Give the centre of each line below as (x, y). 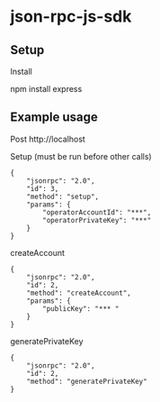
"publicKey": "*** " (81, 308)
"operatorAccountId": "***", (97, 212)
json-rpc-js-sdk (71, 17)
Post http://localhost (48, 139)
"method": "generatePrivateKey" (87, 381)
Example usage (54, 118)
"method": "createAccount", (79, 293)
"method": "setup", (63, 196)
